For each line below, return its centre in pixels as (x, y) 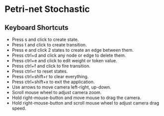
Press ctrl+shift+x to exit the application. (53, 82)
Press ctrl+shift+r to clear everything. (50, 76)
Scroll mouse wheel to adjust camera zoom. (57, 92)
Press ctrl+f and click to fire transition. (51, 66)
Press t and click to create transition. (49, 45)
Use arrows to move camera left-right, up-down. (61, 87)
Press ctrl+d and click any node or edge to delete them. (69, 55)
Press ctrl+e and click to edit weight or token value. (64, 60)
